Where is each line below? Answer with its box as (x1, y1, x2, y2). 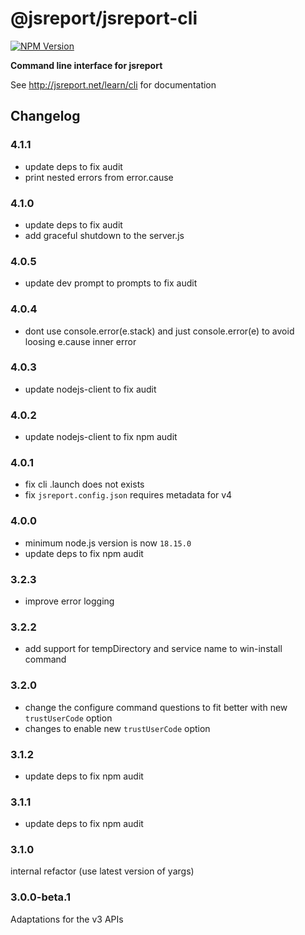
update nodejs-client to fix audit (24, 383, 157, 395)
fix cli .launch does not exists (24, 478, 145, 491)
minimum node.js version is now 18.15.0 (24, 537, 192, 549)
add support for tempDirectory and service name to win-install (24, 643, 283, 655)
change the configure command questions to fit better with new (24, 701, 288, 713)
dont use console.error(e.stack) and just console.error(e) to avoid (24, 325, 295, 337)
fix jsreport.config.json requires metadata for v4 (24, 489, 233, 501)
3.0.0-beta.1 (10, 890, 72, 904)
